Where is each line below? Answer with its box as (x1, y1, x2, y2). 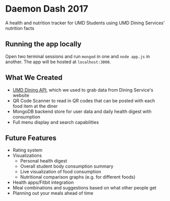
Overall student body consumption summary (20, 163, 114, 170)
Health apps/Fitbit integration (12, 179, 74, 185)
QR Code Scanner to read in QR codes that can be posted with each (12, 97, 155, 104)
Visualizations (12, 152, 42, 158)
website (12, 92, 29, 98)
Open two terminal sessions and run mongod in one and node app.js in (5, 53, 150, 59)
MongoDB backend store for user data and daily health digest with (12, 108, 152, 114)
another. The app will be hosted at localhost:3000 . (5, 59, 111, 65)
